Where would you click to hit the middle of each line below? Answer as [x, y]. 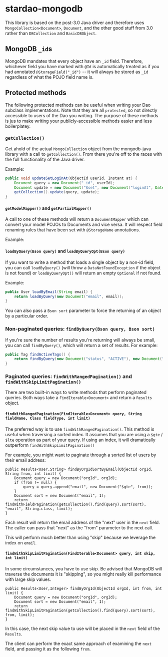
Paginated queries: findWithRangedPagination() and [69, 377]
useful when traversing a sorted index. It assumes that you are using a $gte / [84, 434]
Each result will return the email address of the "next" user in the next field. [82, 522]
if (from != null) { [35, 482]
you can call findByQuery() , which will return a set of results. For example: [81, 345]
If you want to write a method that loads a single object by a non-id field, [80, 262]
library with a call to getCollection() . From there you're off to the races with [84, 154]
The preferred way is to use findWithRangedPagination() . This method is [80, 429]
